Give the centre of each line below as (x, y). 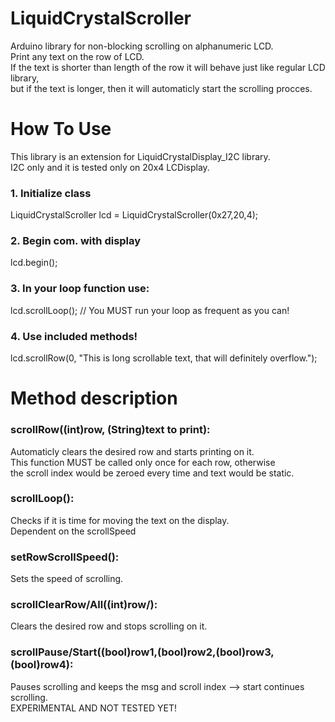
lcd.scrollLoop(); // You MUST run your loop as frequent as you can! (150, 310)
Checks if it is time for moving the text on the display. (120, 520)
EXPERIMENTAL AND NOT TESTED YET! (93, 708)
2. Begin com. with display (76, 241)
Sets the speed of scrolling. (67, 579)
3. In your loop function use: (80, 289)
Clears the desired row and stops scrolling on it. (109, 626)
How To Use (61, 129)
